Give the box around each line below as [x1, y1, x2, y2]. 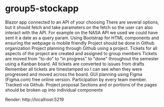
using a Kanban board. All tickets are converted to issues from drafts [5, 61, 144, 67]
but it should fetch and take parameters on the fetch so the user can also [5, 24, 153, 30]
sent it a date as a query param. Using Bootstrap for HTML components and [5, 35, 159, 41]
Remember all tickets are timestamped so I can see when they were [5, 66, 142, 72]
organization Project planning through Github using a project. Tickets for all [5, 45, 158, 51]
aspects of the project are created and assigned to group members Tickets [5, 50, 158, 56]
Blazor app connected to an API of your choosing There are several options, [5, 19, 159, 25]
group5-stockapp [5, 3, 79, 14]
